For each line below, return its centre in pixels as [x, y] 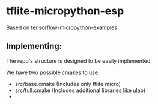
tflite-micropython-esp [65, 11]
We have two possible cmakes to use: [53, 72]
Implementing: [34, 46]
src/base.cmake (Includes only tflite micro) [68, 84]
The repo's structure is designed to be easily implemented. [79, 60]
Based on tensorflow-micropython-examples [62, 27]
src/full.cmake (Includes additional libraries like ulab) [80, 90]
